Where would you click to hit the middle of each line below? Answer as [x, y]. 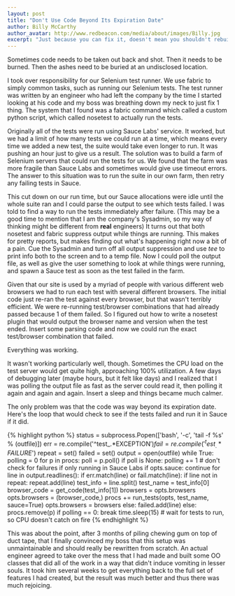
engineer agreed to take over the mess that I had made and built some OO [114, 555]
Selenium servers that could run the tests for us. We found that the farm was [117, 161]
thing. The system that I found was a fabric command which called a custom [117, 110]
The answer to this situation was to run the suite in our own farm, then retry [116, 176]
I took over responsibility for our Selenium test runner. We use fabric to [109, 80]
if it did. [18, 422]
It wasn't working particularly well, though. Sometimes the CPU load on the [115, 363]
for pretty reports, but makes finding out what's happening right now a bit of [117, 241]
